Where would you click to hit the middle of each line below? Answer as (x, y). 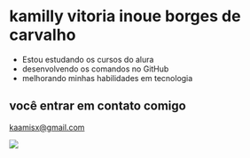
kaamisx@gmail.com (47, 127)
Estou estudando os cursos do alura (88, 59)
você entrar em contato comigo (98, 106)
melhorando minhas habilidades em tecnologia (107, 78)
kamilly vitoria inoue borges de (125, 16)
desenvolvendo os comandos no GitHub (95, 69)
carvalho (43, 35)
